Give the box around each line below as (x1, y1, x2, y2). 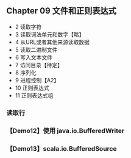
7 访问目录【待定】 (15, 61, 63, 68)
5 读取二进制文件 (15, 46, 58, 53)
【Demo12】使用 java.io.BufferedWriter (6, 126, 125, 135)
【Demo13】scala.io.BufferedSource (6, 144, 117, 153)
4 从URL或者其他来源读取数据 (15, 38, 90, 46)
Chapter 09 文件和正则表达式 (6, 5, 117, 16)
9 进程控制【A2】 (15, 76, 60, 84)
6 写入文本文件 (15, 54, 53, 61)
